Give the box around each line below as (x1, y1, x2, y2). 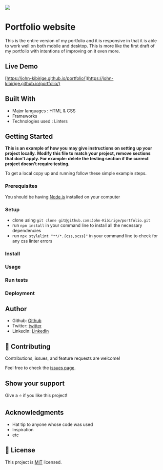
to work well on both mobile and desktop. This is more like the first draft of (5, 43, 155, 49)
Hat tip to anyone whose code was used (12, 421, 93, 427)
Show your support (5, 379, 65, 387)
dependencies (12, 227, 41, 233)
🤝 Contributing (5, 342, 51, 350)
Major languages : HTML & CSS (12, 108, 76, 114)
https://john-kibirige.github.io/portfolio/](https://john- (6, 75, 114, 81)
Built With (5, 95, 36, 103)
